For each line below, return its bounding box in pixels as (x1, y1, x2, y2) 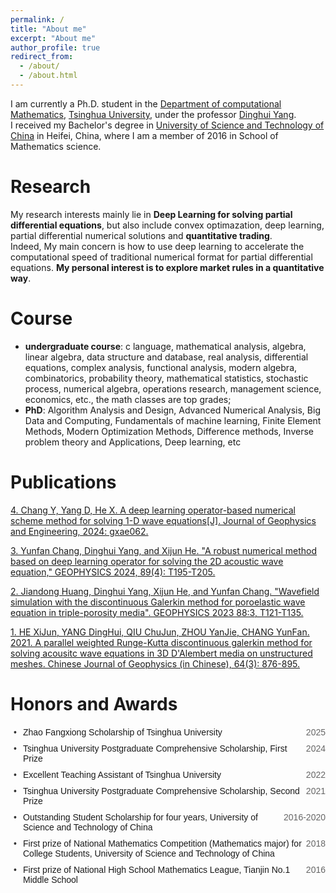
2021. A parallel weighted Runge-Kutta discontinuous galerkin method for (10, 636, 313, 648)
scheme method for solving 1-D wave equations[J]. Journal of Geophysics (10, 514, 317, 526)
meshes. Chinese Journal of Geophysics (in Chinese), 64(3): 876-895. (10, 657, 301, 670)
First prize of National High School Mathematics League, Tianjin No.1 (23, 864, 291, 875)
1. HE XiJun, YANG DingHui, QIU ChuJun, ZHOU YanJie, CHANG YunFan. (10, 626, 310, 638)
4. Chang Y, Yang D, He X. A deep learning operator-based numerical (10, 504, 296, 516)
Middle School (23, 874, 78, 885)
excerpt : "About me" (10, 33, 97, 43)
